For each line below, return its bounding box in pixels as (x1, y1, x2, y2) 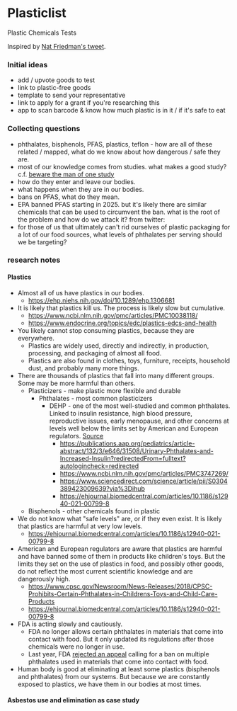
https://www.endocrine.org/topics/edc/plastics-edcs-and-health (28, 319, 217, 327)
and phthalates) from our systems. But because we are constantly (17, 672, 210, 681)
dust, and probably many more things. (28, 363, 139, 372)
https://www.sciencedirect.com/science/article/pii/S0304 (59, 477, 228, 485)
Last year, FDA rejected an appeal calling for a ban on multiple (28, 649, 210, 658)
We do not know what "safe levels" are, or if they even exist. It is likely (17, 514, 222, 523)
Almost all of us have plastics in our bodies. (17, 288, 145, 297)
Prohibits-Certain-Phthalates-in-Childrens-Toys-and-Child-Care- (28, 589, 218, 598)
